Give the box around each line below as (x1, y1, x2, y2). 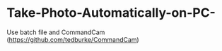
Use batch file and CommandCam (6, 28, 105, 36)
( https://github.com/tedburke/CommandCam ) (6, 35, 139, 43)
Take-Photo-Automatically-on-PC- (6, 5, 216, 21)
